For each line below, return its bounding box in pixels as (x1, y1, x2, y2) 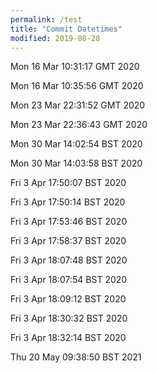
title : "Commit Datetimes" (10, 24, 123, 34)
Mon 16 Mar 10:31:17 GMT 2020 (10, 61, 140, 73)
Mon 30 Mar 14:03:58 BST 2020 (10, 157, 143, 170)
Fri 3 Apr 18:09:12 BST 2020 (10, 293, 127, 305)
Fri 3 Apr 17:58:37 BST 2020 (10, 235, 127, 247)
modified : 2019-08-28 (10, 33, 101, 43)
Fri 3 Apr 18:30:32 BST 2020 (10, 312, 128, 325)
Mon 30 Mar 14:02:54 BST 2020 (10, 138, 143, 150)
